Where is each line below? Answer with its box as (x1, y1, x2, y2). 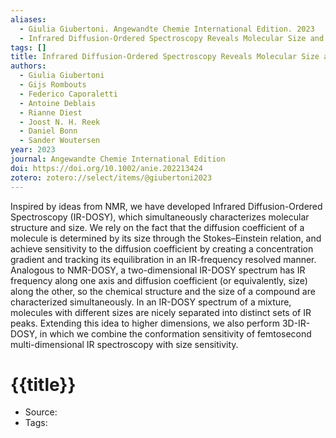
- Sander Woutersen (19, 136, 101, 146)
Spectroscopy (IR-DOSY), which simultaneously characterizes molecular (10, 211, 310, 223)
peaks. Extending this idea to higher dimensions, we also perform (10, 317, 280, 329)
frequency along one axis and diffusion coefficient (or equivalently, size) (10, 274, 308, 286)
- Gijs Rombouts (19, 80, 87, 90)
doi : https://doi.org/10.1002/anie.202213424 (10, 163, 203, 173)
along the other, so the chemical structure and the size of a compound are (10, 285, 316, 297)
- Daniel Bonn (19, 126, 78, 136)
